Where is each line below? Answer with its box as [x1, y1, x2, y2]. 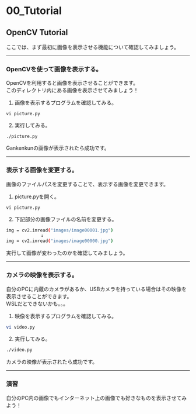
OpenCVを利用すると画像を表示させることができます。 [6, 80, 139, 87]
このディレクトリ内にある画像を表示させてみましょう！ [6, 87, 139, 94]
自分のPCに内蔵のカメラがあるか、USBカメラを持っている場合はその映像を [6, 285, 187, 292]
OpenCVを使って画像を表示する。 [6, 65, 102, 73]
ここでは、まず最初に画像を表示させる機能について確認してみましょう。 [6, 44, 180, 50]
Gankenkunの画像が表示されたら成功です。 [6, 144, 110, 151]
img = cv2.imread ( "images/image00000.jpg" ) [6, 238, 114, 244]
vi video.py [6, 324, 35, 330]
